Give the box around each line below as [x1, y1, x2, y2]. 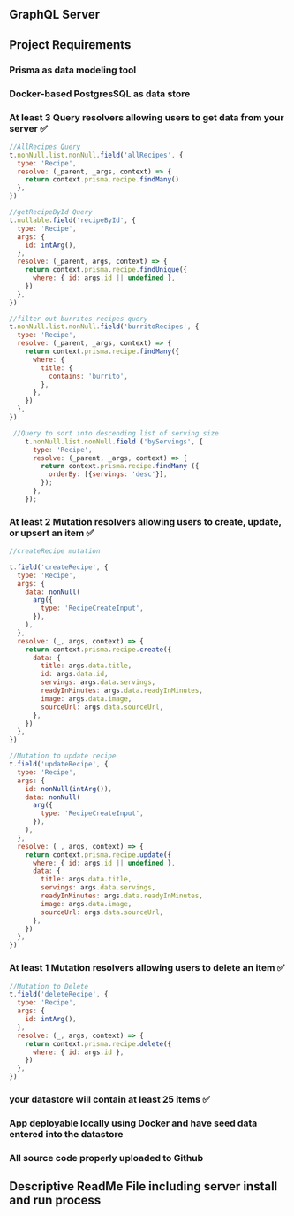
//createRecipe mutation [9, 547, 101, 556]
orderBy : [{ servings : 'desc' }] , [48, 470, 168, 479]
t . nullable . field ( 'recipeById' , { [9, 216, 137, 225]
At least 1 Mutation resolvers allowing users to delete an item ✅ [9, 962, 285, 974]
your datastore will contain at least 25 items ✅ [9, 1093, 210, 1105]
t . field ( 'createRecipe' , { [9, 562, 109, 572]
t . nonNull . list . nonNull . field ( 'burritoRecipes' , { [9, 322, 200, 331]
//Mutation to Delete [9, 981, 89, 990]
